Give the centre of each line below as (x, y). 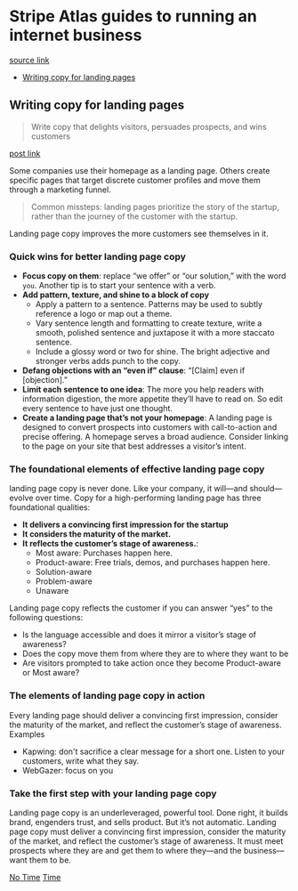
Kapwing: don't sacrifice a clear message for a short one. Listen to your (153, 751)
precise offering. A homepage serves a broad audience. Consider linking (155, 437)
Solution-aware (64, 572)
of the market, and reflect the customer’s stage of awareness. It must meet (146, 841)
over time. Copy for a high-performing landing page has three (148, 498)
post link (25, 153)
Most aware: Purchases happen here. (104, 553)
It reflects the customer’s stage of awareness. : (110, 544)
